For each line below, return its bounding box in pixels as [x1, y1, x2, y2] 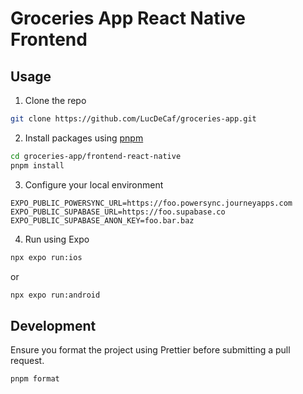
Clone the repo [24, 95, 87, 106]
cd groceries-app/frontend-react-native [10, 151, 182, 161]
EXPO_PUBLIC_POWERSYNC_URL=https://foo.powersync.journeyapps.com [10, 198, 293, 208]
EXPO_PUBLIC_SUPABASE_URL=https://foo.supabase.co [10, 207, 226, 217]
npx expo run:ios [10, 252, 83, 262]
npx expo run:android [10, 290, 101, 300]
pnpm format [10, 374, 60, 384]
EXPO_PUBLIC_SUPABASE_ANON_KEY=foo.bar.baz [10, 215, 195, 226]
